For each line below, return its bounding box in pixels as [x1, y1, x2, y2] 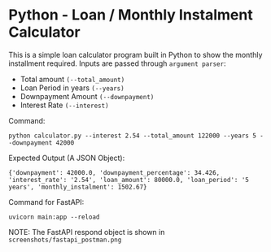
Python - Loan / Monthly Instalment [8, 6, 254, 24]
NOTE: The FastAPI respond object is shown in [8, 227, 165, 237]
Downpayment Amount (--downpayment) [20, 91, 155, 101]
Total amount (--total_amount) [20, 74, 125, 84]
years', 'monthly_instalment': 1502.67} [8, 183, 148, 191]
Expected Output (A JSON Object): [8, 153, 125, 163]
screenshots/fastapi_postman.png [8, 236, 122, 244]
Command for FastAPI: [8, 197, 85, 206]
